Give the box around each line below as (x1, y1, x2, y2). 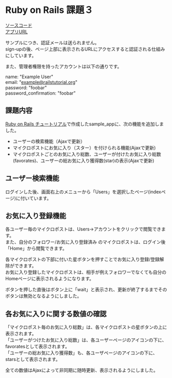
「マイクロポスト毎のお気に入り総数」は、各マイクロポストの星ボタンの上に (5, 324, 167, 330)
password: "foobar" (5, 84, 47, 91)
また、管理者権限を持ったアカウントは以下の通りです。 (5, 63, 122, 69)
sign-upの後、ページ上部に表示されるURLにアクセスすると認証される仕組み (5, 46, 165, 52)
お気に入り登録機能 (5, 211, 66, 220)
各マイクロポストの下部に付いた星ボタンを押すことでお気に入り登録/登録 (5, 256, 160, 262)
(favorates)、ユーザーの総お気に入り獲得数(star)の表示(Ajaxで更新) (12, 157, 155, 164)
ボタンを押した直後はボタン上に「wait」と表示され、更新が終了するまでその (5, 286, 167, 293)
